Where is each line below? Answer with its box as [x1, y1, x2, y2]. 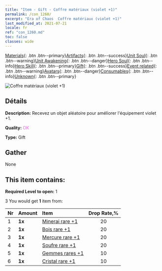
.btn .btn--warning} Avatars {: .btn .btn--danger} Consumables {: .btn [5, 68, 141, 74]
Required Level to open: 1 [5, 189, 57, 195]
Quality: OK [5, 124, 29, 130]
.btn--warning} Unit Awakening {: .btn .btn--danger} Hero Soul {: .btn [5, 57, 140, 64]
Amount [18, 210, 38, 217]
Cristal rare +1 [42, 258, 76, 265]
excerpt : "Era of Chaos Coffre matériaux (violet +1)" [5, 16, 122, 21]
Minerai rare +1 [42, 218, 78, 225]
